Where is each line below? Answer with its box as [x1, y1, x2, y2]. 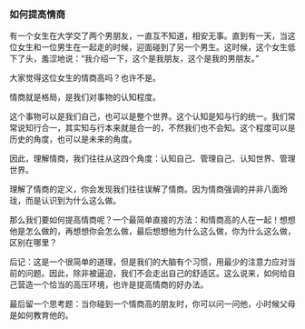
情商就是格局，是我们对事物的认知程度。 [9, 92, 161, 103]
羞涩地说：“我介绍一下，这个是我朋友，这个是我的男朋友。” [40, 53, 260, 65]
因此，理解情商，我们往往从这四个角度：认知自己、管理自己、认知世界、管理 [9, 153, 296, 164]
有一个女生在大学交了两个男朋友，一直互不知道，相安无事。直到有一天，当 [9, 30, 288, 42]
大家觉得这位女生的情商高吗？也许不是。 [9, 73, 161, 84]
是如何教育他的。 [9, 310, 74, 321]
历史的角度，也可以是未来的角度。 [9, 134, 137, 145]
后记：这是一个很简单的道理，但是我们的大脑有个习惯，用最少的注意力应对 [9, 256, 288, 267]
